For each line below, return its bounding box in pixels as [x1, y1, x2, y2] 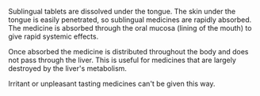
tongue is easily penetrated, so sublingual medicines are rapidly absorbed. [8, 15, 252, 24]
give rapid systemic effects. [8, 31, 99, 41]
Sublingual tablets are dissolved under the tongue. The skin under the [8, 7, 236, 16]
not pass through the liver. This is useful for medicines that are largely [8, 55, 236, 65]
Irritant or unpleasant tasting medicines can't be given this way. [8, 79, 216, 88]
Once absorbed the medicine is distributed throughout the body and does [8, 47, 249, 56]
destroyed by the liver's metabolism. [8, 64, 127, 73]
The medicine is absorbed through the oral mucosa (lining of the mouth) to [8, 24, 252, 32]
